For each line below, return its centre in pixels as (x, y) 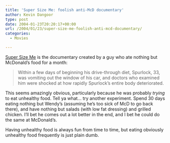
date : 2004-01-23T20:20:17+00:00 (41, 24)
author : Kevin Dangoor (29, 15)
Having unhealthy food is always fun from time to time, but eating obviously (84, 129)
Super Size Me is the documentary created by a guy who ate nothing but (81, 57)
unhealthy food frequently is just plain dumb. (52, 135)
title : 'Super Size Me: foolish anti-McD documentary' (65, 10)
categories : (18, 33)
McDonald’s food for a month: (36, 62)
